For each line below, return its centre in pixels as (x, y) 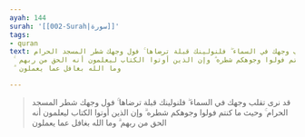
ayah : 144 (28, 18)
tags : (20, 34)
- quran (24, 43)
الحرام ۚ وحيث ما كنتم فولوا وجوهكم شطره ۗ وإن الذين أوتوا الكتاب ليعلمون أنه (160, 112)
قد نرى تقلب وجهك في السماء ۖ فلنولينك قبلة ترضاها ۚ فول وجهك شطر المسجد (161, 102)
